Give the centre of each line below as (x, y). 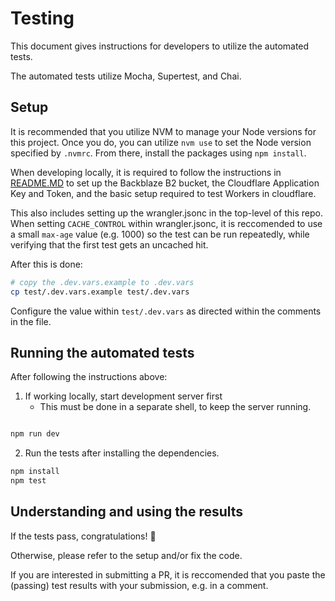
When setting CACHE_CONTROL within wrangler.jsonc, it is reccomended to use (166, 223)
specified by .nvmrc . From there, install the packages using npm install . (158, 153)
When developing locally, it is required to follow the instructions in (146, 172)
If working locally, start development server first (123, 396)
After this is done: (46, 264)
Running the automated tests (102, 352)
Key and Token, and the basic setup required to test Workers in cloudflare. (163, 193)
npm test (28, 481)
